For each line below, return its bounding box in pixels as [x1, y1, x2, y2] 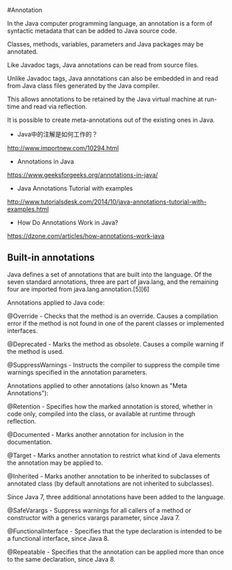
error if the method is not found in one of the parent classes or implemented [7, 319, 224, 328]
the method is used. [7, 347, 64, 355]
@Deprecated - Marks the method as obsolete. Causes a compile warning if [7, 339, 224, 348]
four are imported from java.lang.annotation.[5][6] [7, 285, 150, 293]
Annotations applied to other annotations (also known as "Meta [7, 381, 188, 390]
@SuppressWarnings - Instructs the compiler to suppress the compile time [7, 360, 220, 369]
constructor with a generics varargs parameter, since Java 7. [7, 513, 180, 522]
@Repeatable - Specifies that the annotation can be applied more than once [7, 547, 224, 556]
